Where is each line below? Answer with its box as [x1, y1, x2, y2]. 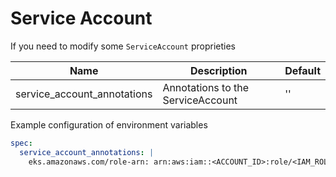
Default [284, 63, 321, 77]
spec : [10, 138, 33, 148]
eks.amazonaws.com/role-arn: [28, 157, 150, 167]
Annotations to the [162, 80, 250, 94]
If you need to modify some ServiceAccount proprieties [10, 40, 236, 52]
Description [190, 63, 248, 77]
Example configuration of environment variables [10, 118, 208, 131]
